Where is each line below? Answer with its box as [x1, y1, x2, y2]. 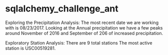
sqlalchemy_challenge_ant [5, 3, 119, 14]
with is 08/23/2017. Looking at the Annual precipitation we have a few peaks [5, 24, 163, 30]
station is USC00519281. [5, 45, 56, 51]
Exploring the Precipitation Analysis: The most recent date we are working [5, 19, 159, 25]
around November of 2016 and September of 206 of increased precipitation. [5, 30, 163, 36]
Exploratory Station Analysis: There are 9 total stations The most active [5, 39, 152, 45]
